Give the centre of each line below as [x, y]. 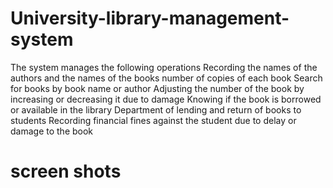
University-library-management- [150, 18]
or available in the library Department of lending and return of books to [156, 109]
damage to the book [52, 131]
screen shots [66, 171]
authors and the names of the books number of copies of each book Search [166, 78]
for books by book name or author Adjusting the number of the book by [157, 88]
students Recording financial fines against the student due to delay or [153, 120]
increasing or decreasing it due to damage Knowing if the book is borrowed [166, 99]
